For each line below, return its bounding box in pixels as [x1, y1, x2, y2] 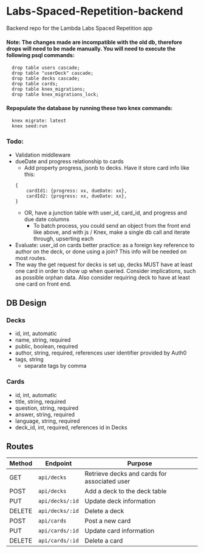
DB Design [6, 298, 47, 308]
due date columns [24, 215, 70, 223]
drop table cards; [12, 81, 59, 87]
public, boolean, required [15, 343, 78, 350]
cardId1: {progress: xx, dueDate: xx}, [26, 188, 127, 194]
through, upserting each [33, 234, 94, 242]
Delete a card [84, 537, 123, 545]
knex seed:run [12, 123, 47, 129]
